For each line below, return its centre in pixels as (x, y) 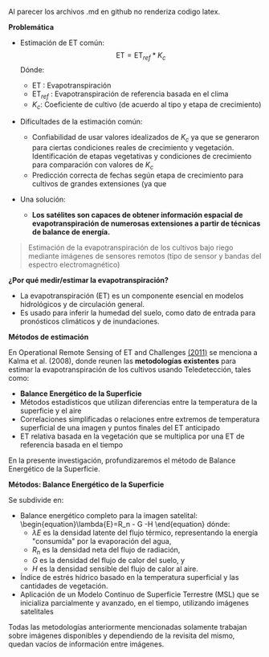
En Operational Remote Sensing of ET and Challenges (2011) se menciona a (133, 352)
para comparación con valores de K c (93, 165)
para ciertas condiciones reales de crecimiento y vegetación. (133, 148)
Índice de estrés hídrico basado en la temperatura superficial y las (129, 577)
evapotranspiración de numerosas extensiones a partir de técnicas (146, 223)
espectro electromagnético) (74, 264)
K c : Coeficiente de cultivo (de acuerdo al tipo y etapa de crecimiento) (147, 105)
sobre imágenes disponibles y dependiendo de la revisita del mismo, (122, 635)
